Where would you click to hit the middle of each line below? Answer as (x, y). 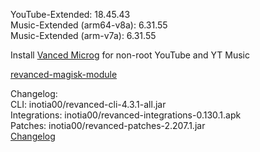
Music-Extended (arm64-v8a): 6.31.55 (89, 25)
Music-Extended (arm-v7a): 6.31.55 (83, 35)
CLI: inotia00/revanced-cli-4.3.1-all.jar (88, 104)
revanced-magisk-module (64, 74)
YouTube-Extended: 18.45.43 (70, 14)
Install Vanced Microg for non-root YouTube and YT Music (130, 55)
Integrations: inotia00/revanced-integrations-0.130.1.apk (126, 115)
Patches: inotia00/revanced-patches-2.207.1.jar (108, 125)
